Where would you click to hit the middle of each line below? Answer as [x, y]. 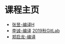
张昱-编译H [23, 24]
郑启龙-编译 [24, 37]
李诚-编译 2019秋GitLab [36, 30]
